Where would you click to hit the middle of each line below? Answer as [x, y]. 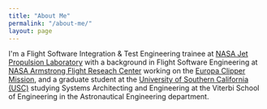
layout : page [30, 31]
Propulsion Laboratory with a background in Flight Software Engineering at [133, 62]
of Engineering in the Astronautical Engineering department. [109, 97]
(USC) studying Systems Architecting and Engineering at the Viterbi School [134, 88]
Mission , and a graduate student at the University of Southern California [129, 80]
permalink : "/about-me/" [50, 23]
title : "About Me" [39, 16]
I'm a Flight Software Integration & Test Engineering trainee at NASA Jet [128, 54]
